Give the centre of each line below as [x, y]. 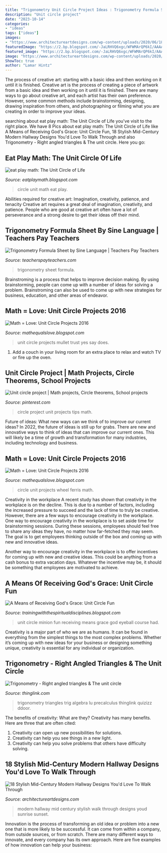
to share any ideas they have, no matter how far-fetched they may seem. [80, 531]
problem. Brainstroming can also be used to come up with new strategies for [83, 290]
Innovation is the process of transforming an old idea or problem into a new [82, 824]
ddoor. [24, 708]
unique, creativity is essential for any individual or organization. [70, 648]
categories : [17, 24]
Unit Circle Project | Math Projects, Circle [70, 373]
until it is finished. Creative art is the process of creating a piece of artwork [82, 85]
